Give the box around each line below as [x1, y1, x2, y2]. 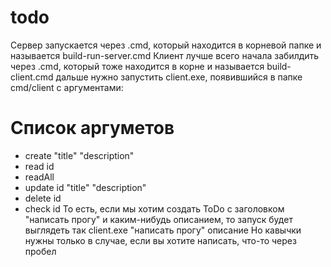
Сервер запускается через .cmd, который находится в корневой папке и [10, 39, 322, 51]
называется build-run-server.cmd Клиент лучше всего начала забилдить [10, 49, 320, 61]
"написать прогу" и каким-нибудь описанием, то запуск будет [24, 213, 293, 225]
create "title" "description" [24, 149, 135, 161]
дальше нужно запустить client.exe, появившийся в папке [55, 71, 303, 83]
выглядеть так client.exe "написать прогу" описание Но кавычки [24, 224, 302, 236]
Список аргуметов [10, 117, 175, 140]
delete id [24, 192, 62, 204]
